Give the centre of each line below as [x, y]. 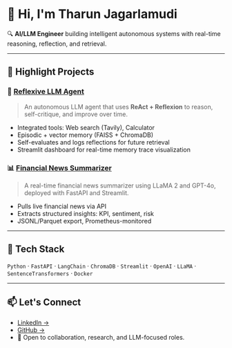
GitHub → [31, 330]
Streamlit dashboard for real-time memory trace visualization [104, 149]
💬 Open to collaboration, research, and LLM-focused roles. [101, 337]
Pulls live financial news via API [62, 206]
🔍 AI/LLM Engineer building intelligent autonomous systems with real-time [114, 33]
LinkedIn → [33, 322]
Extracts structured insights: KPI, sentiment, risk [85, 213]
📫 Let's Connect [44, 303]
